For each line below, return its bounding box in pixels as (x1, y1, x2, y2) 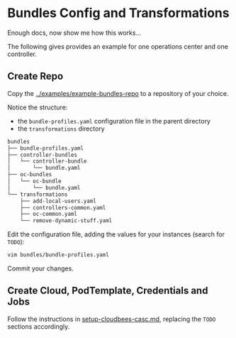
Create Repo (7, 70, 64, 82)
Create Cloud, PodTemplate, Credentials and (7, 285, 208, 297)
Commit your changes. (7, 264, 74, 273)
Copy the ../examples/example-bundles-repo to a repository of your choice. (7, 89, 229, 97)
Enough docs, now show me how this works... (7, 28, 142, 37)
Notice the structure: (7, 103, 68, 111)
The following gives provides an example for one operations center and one (7, 42, 229, 50)
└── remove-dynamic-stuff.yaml (20, 217, 113, 224)
